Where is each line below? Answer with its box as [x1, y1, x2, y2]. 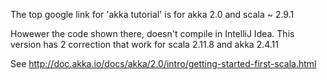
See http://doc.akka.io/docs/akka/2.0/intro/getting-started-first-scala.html [10, 58, 317, 69]
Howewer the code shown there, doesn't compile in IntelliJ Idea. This [10, 28, 295, 39]
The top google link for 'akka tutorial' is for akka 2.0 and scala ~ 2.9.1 [10, 9, 295, 20]
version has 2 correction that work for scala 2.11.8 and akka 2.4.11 [10, 39, 279, 50]
